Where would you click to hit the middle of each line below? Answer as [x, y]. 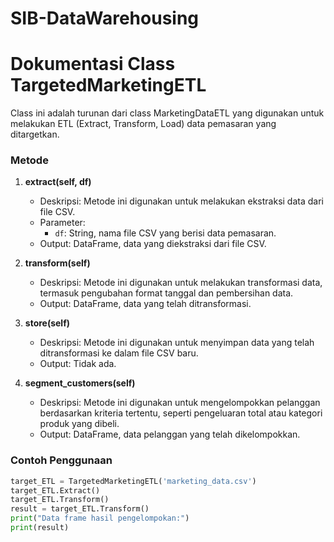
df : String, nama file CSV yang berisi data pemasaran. [165, 233]
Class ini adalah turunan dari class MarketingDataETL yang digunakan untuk [167, 113]
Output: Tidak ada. [78, 364]
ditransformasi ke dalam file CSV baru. [119, 353]
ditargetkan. [35, 134]
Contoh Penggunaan [61, 460]
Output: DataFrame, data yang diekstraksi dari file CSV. [153, 244]
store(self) [47, 323]
